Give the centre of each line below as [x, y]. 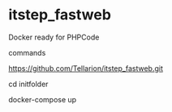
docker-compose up [43, 99]
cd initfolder [28, 84]
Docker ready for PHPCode [54, 37]
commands [27, 52]
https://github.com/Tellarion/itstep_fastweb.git [86, 68]
